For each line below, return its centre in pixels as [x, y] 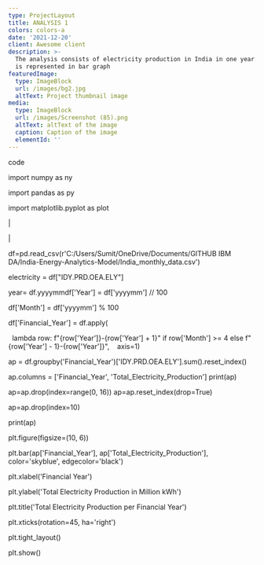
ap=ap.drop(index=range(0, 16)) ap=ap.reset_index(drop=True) [110, 392]
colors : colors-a [37, 30]
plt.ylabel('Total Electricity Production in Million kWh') [95, 491]
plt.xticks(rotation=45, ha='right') [62, 522]
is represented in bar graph [63, 67]
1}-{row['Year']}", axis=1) [97, 346]
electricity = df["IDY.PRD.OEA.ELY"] [66, 277]
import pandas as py [41, 193]
